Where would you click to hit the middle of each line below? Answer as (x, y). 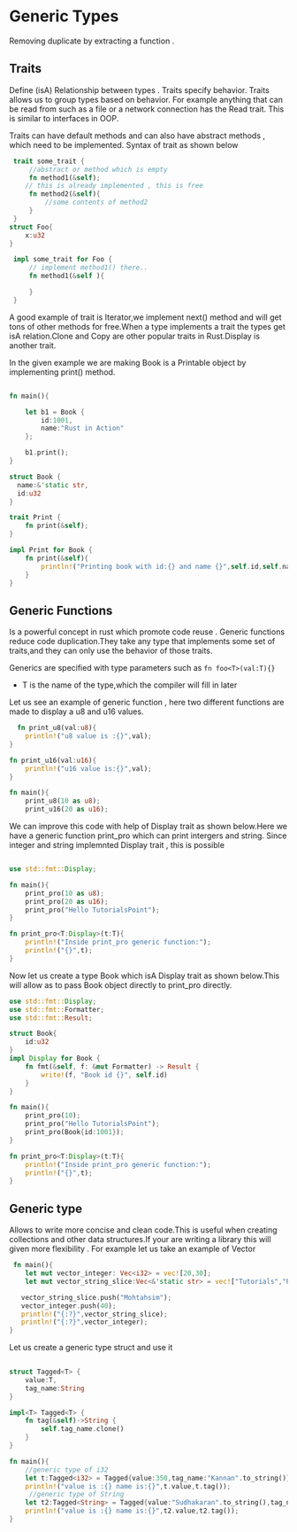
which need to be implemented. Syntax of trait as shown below (124, 144)
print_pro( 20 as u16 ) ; (67, 901)
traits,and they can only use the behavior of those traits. (111, 651)
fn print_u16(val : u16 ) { (53, 760)
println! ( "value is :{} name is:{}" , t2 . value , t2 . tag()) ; (132, 1511)
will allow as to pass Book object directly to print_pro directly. (121, 984)
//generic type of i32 (67, 1470)
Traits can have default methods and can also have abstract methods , (137, 136)
